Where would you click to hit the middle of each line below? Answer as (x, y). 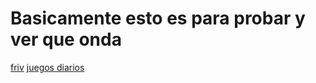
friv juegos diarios (47, 67)
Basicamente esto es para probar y (158, 18)
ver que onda (66, 39)
